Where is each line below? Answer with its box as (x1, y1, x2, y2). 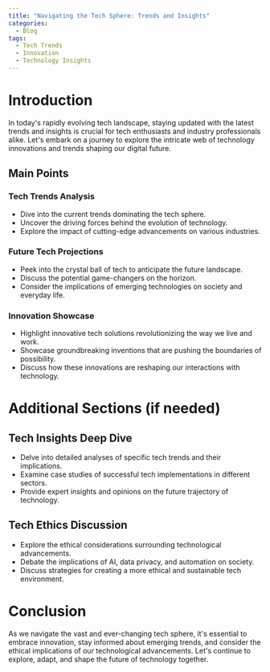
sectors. (19, 478, 47, 488)
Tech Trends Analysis (8, 191, 95, 202)
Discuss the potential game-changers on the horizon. (19, 272, 197, 282)
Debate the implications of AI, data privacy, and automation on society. (19, 556, 255, 567)
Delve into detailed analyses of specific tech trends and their (19, 453, 222, 462)
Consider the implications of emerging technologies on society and (19, 281, 243, 291)
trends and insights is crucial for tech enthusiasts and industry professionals (8, 126, 261, 136)
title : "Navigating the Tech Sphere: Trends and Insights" (8, 11, 211, 20)
